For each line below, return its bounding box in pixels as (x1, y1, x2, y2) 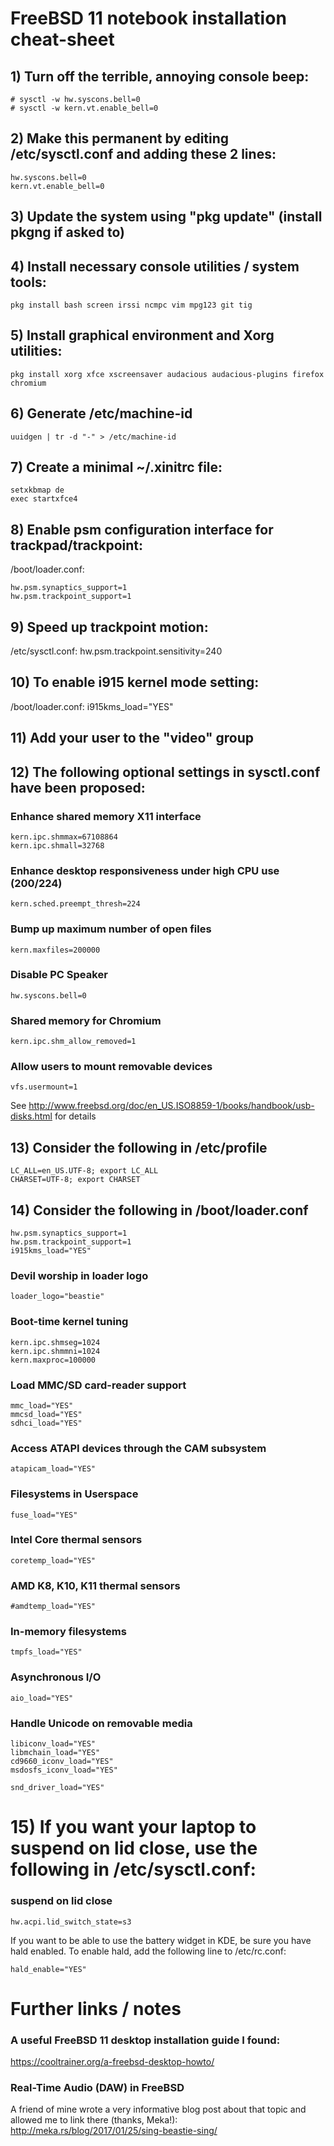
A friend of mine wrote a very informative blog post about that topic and (10, 2103, 307, 2116)
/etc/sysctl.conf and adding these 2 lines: (10, 146, 277, 163)
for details (54, 1110, 97, 1122)
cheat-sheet (10, 28, 115, 51)
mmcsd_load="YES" (10, 1409, 83, 1419)
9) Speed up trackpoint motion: (10, 618, 209, 636)
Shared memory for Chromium (10, 1013, 162, 1027)
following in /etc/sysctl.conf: (10, 1858, 257, 1881)
